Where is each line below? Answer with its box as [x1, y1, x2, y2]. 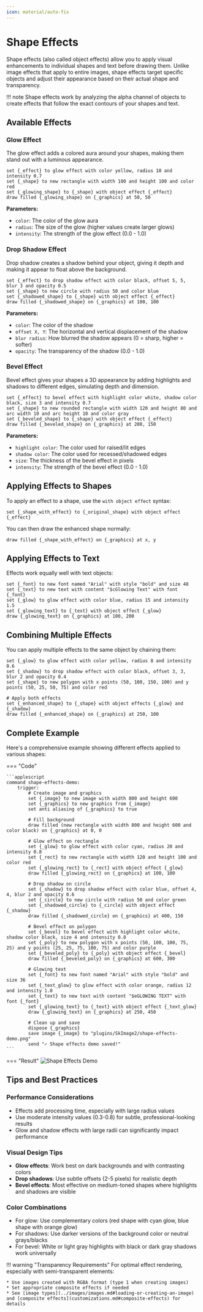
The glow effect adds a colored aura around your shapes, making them [6, 150, 184, 157]
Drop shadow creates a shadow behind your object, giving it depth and [6, 259, 184, 266]
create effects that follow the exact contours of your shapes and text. [6, 99, 180, 107]
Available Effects [6, 117, 72, 128]
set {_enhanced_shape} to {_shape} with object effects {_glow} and [6, 701, 184, 707]
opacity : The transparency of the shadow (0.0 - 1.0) [15, 347, 145, 355]
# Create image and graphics [28, 790, 102, 796]
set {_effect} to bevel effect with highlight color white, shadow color [6, 394, 198, 400]
